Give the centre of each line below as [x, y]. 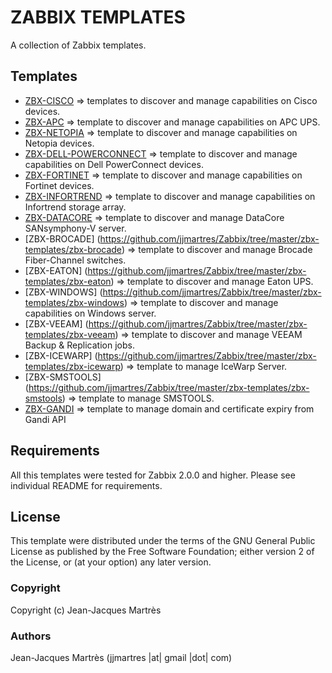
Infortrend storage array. [75, 207]
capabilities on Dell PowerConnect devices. [114, 164]
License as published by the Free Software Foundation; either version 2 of [162, 552]
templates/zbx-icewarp [72, 366]
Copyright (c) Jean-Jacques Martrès [86, 610]
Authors [31, 636]
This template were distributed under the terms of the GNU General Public [163, 541]
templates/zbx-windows [74, 302]
